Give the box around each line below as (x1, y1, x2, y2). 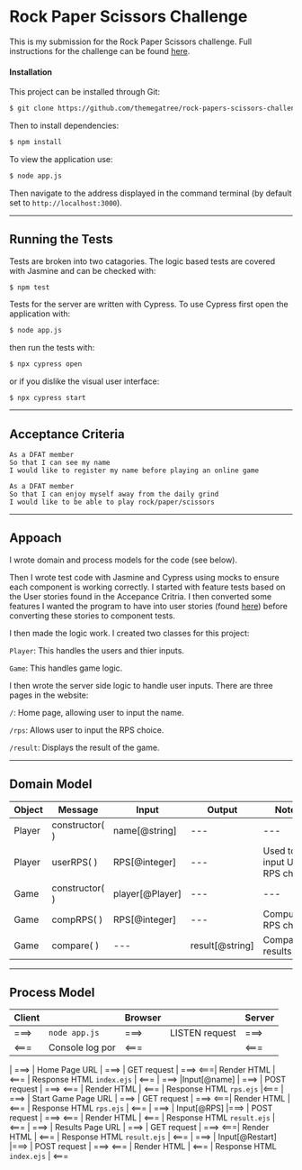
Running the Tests (9, 232, 114, 247)
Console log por (48, 1041, 117, 1054)
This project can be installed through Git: (9, 87, 160, 97)
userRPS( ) (51, 855, 98, 868)
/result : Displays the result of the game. (9, 742, 160, 753)
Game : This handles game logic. (9, 663, 123, 673)
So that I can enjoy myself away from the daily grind (9, 489, 219, 499)
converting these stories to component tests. (9, 610, 175, 621)
